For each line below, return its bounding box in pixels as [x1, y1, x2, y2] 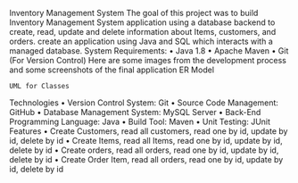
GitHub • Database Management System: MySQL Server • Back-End [9, 107, 261, 117]
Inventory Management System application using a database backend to [9, 17, 276, 28]
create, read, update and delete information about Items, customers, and [9, 27, 277, 37]
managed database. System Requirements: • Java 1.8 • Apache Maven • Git [9, 46, 289, 56]
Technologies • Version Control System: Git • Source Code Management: [9, 97, 279, 108]
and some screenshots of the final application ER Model [9, 64, 215, 75]
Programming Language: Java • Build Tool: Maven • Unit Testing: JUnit [9, 116, 270, 127]
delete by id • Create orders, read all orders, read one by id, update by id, [9, 145, 279, 155]
